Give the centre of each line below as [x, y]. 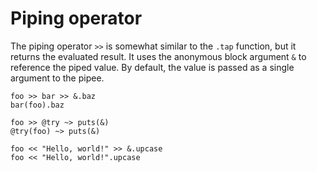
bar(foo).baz [37, 105]
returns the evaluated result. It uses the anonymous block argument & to [158, 56]
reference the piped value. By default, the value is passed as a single [152, 67]
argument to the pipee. [57, 78]
